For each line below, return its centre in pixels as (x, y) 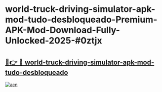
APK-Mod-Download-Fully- (62, 30)
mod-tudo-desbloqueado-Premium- (81, 20)
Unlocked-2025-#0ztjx (54, 41)
